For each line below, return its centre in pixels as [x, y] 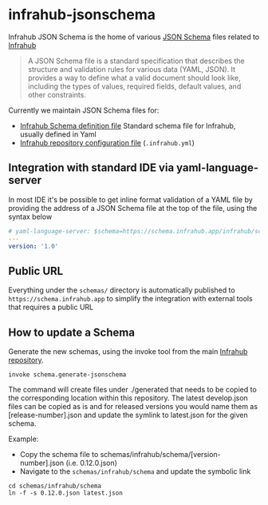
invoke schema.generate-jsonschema [67, 375]
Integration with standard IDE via [91, 168]
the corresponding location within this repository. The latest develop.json [128, 398]
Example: [24, 439]
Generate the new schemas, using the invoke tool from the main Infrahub [128, 352]
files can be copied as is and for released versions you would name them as [133, 406]
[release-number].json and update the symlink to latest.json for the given [128, 415]
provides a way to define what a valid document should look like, [134, 78]
